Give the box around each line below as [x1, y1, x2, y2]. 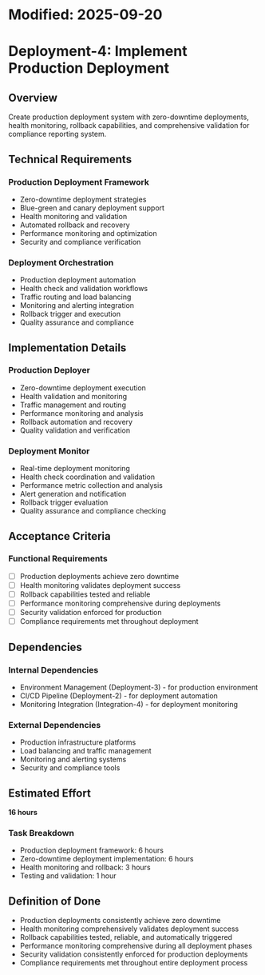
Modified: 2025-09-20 [8, 6, 163, 24]
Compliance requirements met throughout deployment [19, 617, 199, 626]
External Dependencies [8, 719, 101, 730]
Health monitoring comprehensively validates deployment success [19, 924, 239, 933]
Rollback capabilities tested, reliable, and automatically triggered [19, 933, 233, 942]
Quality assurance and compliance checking [19, 506, 166, 516]
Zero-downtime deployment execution [19, 382, 146, 393]
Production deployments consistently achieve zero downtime [19, 916, 221, 925]
